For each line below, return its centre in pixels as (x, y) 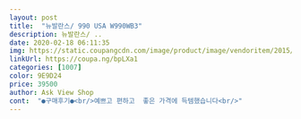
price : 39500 (34, 84)
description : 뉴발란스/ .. (56, 34)
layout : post (34, 17)
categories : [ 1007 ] (46, 68)
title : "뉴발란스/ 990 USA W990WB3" (76, 26)
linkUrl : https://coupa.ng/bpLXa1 (74, 59)
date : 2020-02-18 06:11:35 (60, 42)
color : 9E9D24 (36, 76)
